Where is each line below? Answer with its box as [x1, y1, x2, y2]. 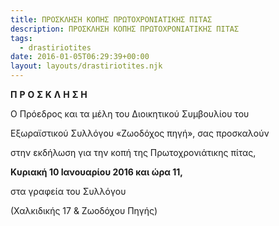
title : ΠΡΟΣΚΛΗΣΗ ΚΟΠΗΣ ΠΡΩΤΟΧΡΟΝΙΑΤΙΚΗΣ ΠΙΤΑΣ [10, 14, 213, 25]
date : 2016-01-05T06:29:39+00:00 [10, 52, 150, 62]
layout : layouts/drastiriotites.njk [10, 61, 163, 71]
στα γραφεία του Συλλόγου [10, 186, 127, 197]
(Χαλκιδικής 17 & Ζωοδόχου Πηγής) [10, 205, 158, 216]
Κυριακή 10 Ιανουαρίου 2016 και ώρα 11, [10, 166, 183, 178]
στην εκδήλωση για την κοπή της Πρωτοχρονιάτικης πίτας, [10, 147, 257, 158]
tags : [10, 33, 33, 43]
